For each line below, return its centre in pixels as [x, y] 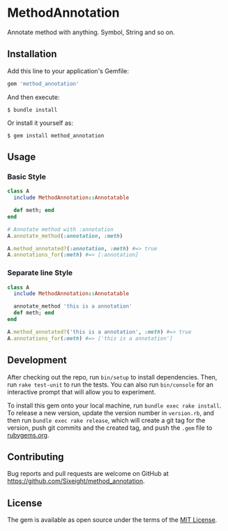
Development [37, 360]
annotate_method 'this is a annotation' [73, 306]
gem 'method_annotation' [43, 84]
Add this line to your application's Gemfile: [68, 70]
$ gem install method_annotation [56, 135]
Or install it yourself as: [40, 123]
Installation [32, 54]
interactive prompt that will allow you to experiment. [82, 391]
